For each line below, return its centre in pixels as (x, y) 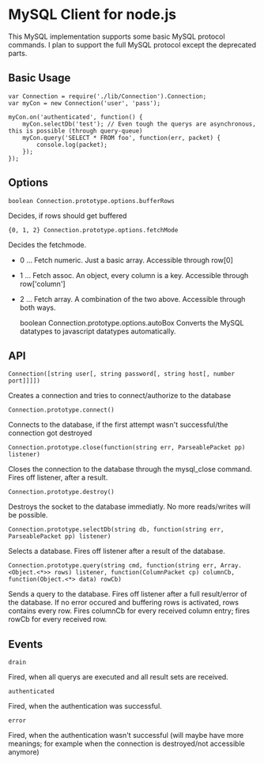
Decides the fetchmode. (47, 245)
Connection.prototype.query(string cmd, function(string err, (113, 566)
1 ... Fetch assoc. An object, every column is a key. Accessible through (134, 275)
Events (26, 644)
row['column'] (42, 284)
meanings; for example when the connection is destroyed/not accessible (126, 743)
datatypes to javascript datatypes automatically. (98, 331)
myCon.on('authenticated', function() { (76, 117)
